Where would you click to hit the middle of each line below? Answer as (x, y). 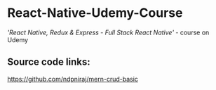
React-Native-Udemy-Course (95, 13)
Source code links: (49, 62)
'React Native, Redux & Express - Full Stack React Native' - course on (108, 32)
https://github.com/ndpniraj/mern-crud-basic (73, 79)
